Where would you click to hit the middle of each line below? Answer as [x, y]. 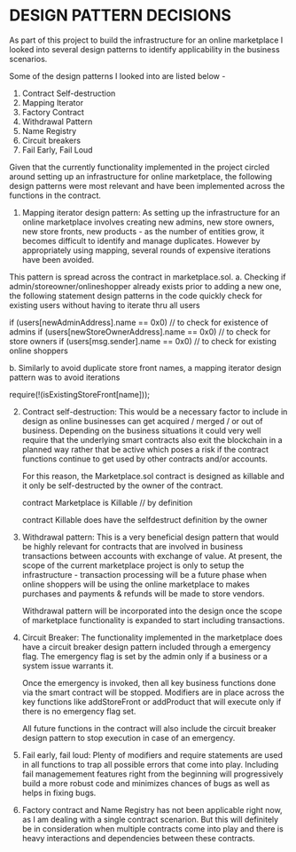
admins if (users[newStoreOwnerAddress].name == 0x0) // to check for [140, 331]
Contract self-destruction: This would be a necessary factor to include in [155, 411]
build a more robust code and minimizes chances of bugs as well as [146, 783]
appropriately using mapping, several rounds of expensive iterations [146, 250]
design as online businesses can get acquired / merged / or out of [142, 421]
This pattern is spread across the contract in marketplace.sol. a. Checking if [148, 277]
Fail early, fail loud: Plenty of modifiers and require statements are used [152, 754]
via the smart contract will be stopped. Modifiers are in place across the [153, 692]
